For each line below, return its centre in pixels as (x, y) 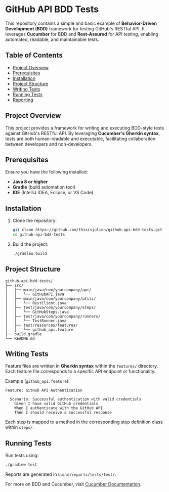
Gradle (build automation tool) (44, 187)
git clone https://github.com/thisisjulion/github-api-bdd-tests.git (88, 230)
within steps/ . (20, 427)
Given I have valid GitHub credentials (56, 404)
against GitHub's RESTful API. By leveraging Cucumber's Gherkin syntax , (83, 133)
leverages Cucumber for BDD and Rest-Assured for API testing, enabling (82, 34)
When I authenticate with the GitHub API (58, 408)
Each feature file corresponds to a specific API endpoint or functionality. (80, 371)
